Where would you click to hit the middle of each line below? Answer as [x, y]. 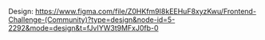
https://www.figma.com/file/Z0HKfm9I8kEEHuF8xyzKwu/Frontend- [146, 11]
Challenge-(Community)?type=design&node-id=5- [92, 20]
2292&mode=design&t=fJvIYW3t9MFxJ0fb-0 [83, 28]
